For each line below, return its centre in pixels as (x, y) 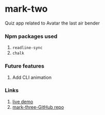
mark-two (26, 9)
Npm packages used (31, 36)
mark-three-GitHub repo (38, 107)
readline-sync (27, 48)
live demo (23, 101)
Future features (25, 66)
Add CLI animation (32, 77)
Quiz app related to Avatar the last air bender (52, 23)
